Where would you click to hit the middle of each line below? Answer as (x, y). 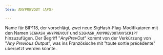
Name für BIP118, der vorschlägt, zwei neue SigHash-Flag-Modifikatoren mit (81, 28)
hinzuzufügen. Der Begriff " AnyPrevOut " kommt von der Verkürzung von (78, 38)
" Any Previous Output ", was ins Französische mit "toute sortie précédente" (80, 43)
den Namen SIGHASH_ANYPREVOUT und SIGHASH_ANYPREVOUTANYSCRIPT (71, 33)
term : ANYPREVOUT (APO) (29, 9)
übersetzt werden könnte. (31, 48)
